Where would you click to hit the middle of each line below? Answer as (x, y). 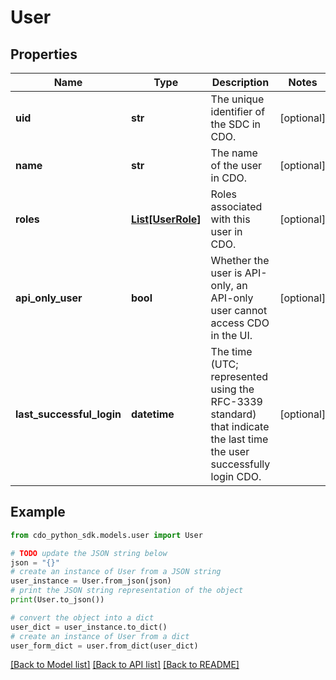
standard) (233, 414)
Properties (44, 54)
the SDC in (236, 124)
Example (38, 512)
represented (239, 376)
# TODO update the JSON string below (89, 553)
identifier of (238, 111)
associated (236, 206)
